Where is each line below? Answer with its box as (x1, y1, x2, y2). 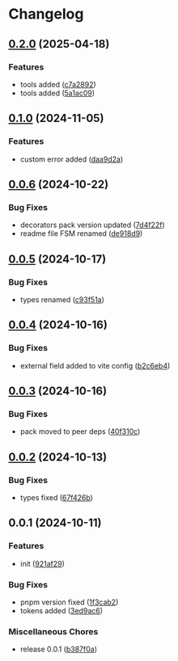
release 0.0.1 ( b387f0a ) (19, 644, 98, 655)
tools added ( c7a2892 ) (19, 79, 97, 89)
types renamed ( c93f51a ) (19, 294, 105, 304)
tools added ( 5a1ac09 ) (19, 88, 95, 98)
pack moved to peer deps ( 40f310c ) (19, 427, 141, 436)
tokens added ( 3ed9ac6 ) (19, 605, 104, 615)
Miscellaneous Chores (8, 625, 99, 637)
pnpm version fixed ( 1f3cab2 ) (19, 597, 119, 607)
